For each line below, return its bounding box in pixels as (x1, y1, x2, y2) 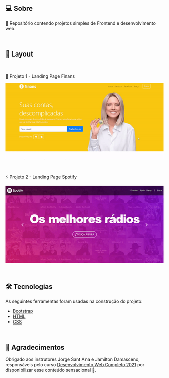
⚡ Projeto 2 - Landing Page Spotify (5, 174, 77, 180)
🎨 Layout (5, 50, 34, 59)
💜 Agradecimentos (5, 343, 65, 352)
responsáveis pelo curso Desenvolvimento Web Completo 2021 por (5, 362, 145, 368)
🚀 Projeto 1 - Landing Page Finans (5, 73, 75, 79)
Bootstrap (12, 308, 33, 314)
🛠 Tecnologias (5, 282, 53, 291)
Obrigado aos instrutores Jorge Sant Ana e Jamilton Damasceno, (5, 356, 140, 362)
